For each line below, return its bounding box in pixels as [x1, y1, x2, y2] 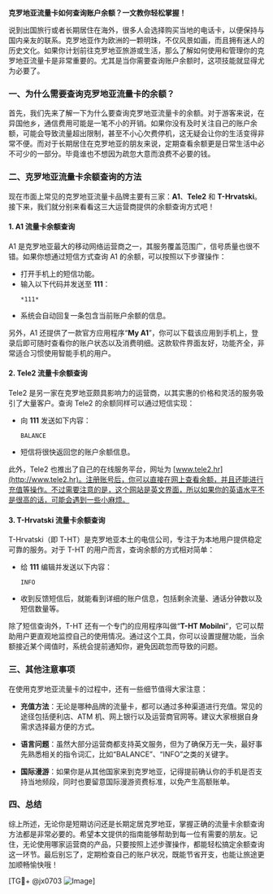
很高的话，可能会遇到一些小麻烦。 [15, 495, 130, 504]
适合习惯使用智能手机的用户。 [15, 348, 115, 357]
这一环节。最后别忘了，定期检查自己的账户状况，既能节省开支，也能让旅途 [8, 849, 258, 859]
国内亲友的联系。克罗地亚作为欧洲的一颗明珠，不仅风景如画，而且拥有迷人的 [8, 36, 265, 45]
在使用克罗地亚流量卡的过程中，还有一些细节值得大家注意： [8, 684, 208, 694]
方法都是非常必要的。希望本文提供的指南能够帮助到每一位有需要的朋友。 [8, 829, 250, 839]
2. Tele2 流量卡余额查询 [8, 368, 88, 378]
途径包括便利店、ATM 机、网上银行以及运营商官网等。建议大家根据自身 [19, 712, 258, 721]
